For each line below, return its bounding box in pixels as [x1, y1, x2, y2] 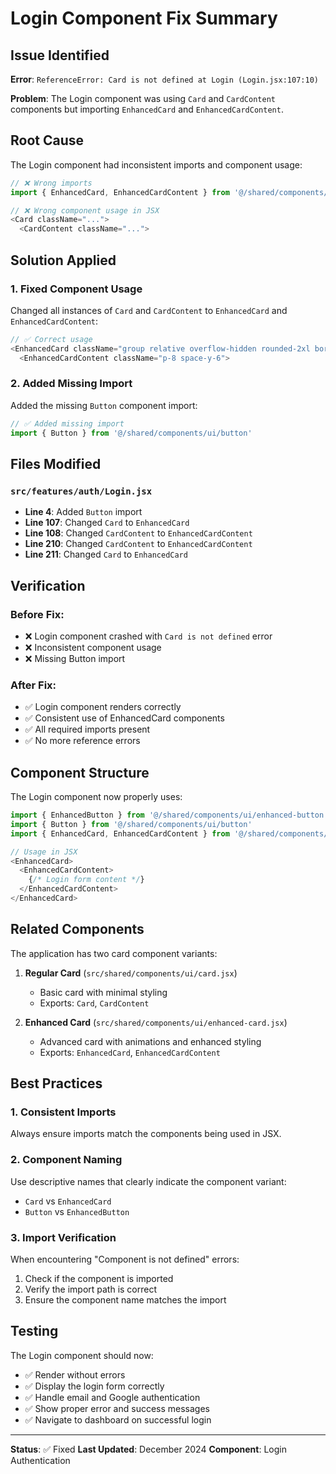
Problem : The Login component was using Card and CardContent [10, 93, 276, 104]
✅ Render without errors [24, 1368, 126, 1381]
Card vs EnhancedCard [24, 1195, 112, 1207]
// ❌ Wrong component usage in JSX [10, 205, 160, 216]
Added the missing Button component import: [10, 399, 198, 411]
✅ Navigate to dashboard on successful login [24, 1413, 212, 1426]
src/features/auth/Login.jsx [10, 485, 153, 497]
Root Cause [10, 132, 85, 149]
